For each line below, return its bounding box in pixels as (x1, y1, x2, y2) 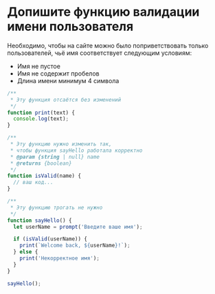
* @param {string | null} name (10, 153, 100, 160)
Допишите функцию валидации (7, 4, 200, 20)
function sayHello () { (7, 217, 72, 224)
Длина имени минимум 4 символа (16, 76, 120, 84)
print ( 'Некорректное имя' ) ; (19, 255, 100, 262)
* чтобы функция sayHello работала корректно (10, 147, 143, 154)
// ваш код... (13, 179, 54, 186)
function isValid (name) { (7, 172, 81, 179)
